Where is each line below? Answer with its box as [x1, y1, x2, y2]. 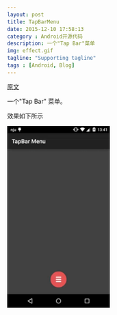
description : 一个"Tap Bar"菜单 [7, 40, 96, 47]
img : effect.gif [7, 47, 53, 54]
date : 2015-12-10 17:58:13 [7, 25, 84, 32]
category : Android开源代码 [7, 33, 83, 40]
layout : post [7, 11, 44, 18]
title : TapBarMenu [7, 18, 60, 25]
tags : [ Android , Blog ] [7, 62, 75, 69]
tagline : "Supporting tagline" [7, 55, 96, 62]
